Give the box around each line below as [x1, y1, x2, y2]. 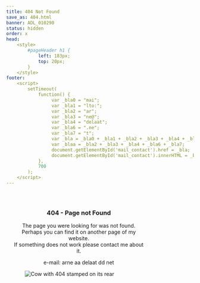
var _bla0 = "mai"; [51, 97, 100, 103]
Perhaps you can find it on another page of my [21, 228, 136, 235]
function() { [37, 92, 70, 98]
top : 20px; [37, 58, 65, 64]
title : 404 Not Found [6, 8, 60, 15]
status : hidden [6, 25, 44, 32]
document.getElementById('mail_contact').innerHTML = [51, 152, 187, 158]
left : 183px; [37, 53, 70, 59]
